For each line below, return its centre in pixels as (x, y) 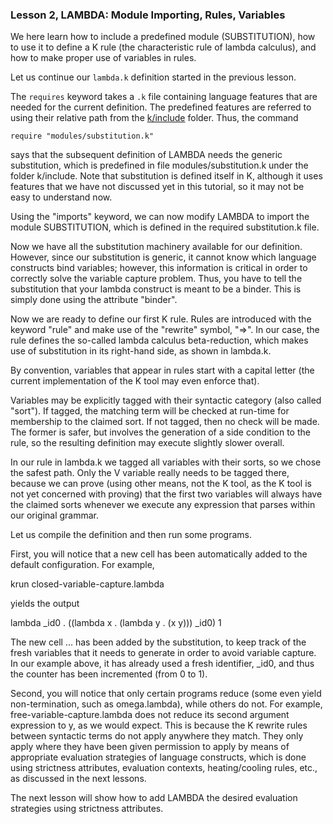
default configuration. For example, (82, 565)
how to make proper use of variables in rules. (103, 58)
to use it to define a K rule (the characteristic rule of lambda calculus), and (163, 47)
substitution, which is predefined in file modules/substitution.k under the (159, 165)
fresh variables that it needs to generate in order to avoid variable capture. (163, 653)
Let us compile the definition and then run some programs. (131, 535)
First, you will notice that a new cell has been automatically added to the (159, 554)
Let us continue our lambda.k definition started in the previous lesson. (153, 77)
